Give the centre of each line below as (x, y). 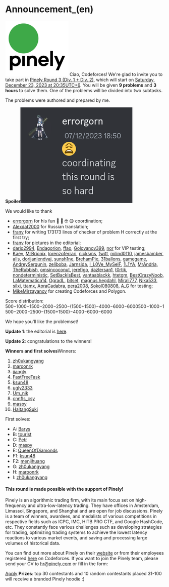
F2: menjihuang (29, 461)
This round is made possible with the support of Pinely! (64, 489)
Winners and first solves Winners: (41, 351)
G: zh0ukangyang (31, 466)
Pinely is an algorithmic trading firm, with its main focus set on (70, 500)
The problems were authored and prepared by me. (58, 100)
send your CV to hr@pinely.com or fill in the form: (57, 564)
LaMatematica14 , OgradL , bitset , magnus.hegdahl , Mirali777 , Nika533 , (85, 280)
